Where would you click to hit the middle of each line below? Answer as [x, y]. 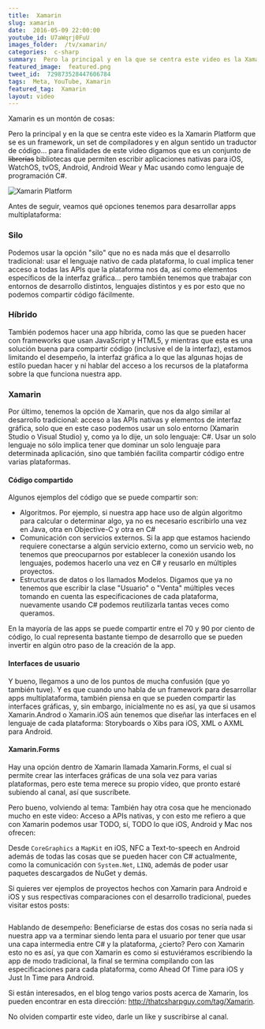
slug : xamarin [32, 23]
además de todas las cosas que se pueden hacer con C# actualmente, [123, 856]
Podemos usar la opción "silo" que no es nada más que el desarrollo [119, 253]
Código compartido [41, 480]
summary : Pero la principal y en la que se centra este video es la [125, 60]
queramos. [37, 613]
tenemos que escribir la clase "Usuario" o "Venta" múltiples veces [127, 588]
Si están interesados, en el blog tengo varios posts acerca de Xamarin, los [129, 993]
